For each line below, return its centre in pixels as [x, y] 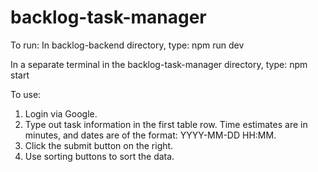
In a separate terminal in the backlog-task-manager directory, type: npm [159, 64]
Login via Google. [61, 113]
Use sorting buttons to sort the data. [99, 156]
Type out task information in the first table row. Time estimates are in [166, 124]
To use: [26, 94]
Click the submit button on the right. [99, 145]
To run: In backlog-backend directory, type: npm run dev [127, 45]
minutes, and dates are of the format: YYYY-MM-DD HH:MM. [150, 135]
